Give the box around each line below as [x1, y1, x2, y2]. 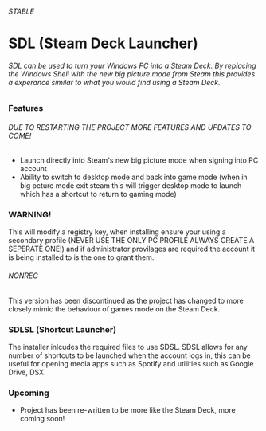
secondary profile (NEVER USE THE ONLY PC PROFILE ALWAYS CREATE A [8, 236, 255, 245]
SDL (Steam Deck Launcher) [8, 34, 199, 52]
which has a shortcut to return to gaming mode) [19, 190, 177, 199]
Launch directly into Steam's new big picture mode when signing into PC [19, 155, 259, 165]
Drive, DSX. [8, 367, 46, 377]
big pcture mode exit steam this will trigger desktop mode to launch [19, 181, 242, 190]
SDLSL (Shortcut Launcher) [8, 323, 117, 335]
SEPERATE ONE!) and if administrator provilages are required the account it [8, 244, 256, 254]
